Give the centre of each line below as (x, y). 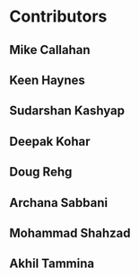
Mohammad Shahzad (70, 232)
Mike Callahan (50, 50)
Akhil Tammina (52, 264)
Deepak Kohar (50, 141)
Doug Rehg (41, 172)
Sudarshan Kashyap (67, 111)
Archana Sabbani (59, 203)
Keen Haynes (47, 80)
